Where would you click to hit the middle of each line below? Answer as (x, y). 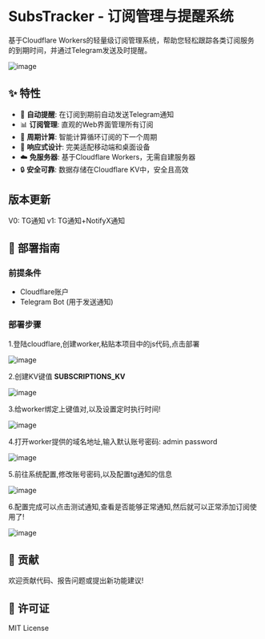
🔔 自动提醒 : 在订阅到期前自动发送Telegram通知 (97, 114)
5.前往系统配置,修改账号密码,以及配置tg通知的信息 (90, 474)
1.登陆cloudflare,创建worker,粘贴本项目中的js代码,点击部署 (104, 344)
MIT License (29, 628)
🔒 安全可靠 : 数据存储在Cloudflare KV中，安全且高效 (104, 169)
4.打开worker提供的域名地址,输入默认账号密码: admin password (113, 441)
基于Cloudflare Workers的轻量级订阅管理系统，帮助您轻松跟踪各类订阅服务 (131, 40)
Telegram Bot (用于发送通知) (66, 302)
